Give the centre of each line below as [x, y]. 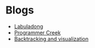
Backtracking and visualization [51, 39]
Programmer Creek [37, 32]
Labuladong [29, 26]
